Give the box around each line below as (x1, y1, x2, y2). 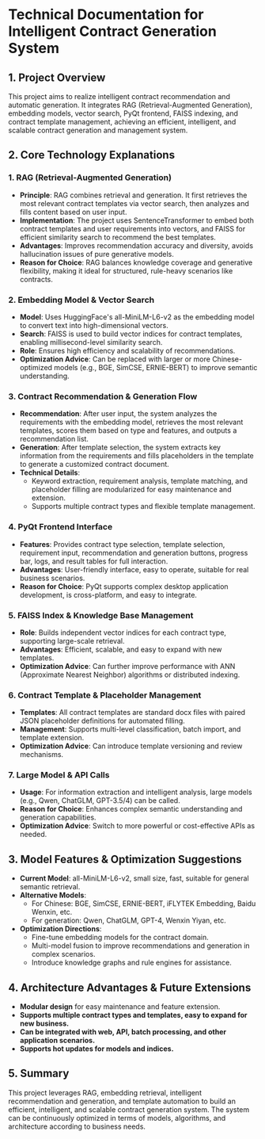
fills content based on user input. (19, 207, 127, 216)
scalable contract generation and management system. (8, 125, 188, 135)
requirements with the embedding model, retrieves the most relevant (19, 418, 244, 427)
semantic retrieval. (19, 882, 81, 892)
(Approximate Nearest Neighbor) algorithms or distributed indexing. (19, 670, 240, 679)
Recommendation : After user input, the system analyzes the (19, 409, 218, 419)
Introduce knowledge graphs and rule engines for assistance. (31, 957, 232, 968)
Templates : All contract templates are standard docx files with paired (19, 708, 246, 717)
